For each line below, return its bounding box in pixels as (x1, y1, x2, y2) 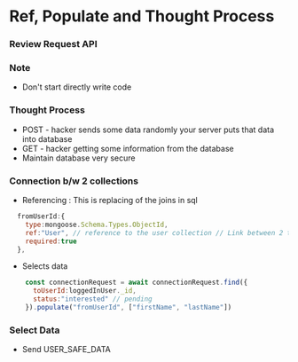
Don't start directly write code (21, 82, 132, 92)
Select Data (9, 324, 60, 336)
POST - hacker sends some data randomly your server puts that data (21, 124, 275, 135)
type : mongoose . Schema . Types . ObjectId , (25, 220, 169, 229)
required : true (25, 237, 77, 246)
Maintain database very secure (21, 153, 136, 163)
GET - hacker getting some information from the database (21, 143, 234, 153)
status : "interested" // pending (32, 295, 153, 303)
